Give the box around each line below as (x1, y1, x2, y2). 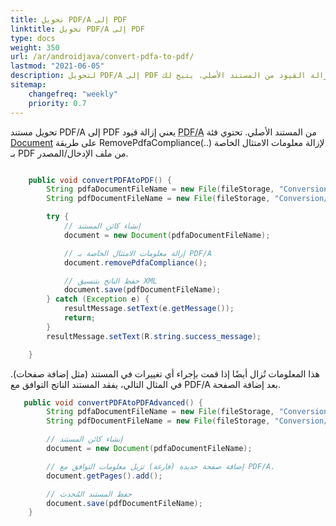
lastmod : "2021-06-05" (10, 61, 105, 71)
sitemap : (10, 80, 47, 90)
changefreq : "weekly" (28, 89, 118, 99)
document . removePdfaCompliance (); (63, 257, 208, 268)
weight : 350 (10, 42, 60, 53)
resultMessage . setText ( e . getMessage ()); (63, 304, 235, 314)
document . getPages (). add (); (46, 471, 163, 481)
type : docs (10, 33, 56, 43)
